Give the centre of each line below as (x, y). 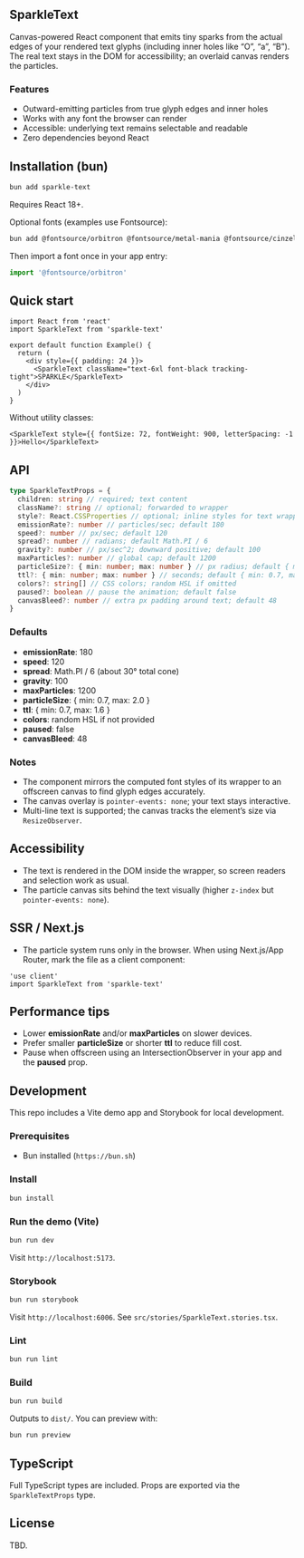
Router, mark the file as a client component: (104, 959)
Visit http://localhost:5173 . (62, 1257)
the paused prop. (55, 1062)
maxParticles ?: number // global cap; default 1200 (117, 558)
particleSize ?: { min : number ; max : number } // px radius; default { (153, 567)
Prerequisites (39, 1137)
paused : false (48, 729)
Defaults (28, 632)
